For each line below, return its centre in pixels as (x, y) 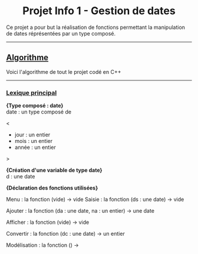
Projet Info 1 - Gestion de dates (99, 11)
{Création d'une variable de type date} (54, 170)
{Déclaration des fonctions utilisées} (52, 188)
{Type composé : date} (35, 106)
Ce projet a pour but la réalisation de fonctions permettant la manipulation (96, 27)
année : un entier (35, 147)
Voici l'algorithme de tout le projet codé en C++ (64, 71)
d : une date (21, 177)
